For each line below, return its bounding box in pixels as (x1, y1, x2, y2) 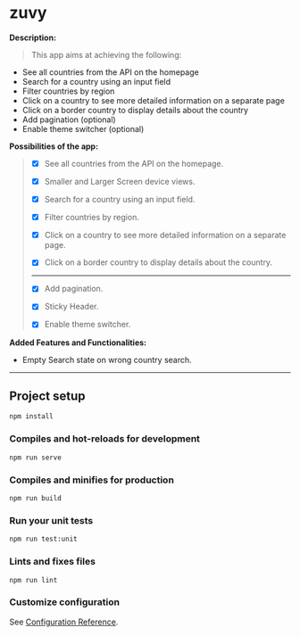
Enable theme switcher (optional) (21, 123, 145, 134)
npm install (9, 412, 54, 421)
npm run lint (9, 575, 58, 584)
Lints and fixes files (9, 556, 96, 568)
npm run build (9, 493, 62, 502)
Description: (9, 32, 56, 43)
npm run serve (9, 453, 62, 462)
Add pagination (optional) (21, 114, 116, 125)
